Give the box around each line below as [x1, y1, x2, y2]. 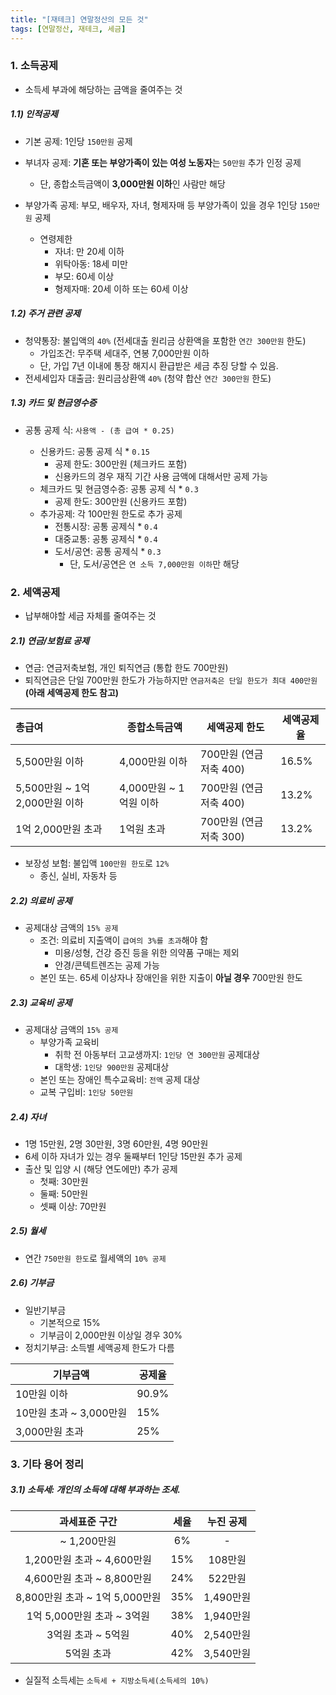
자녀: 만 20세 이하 [54, 245, 125, 257]
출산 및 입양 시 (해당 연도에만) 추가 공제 [24, 1162, 178, 1175]
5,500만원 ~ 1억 [15, 781, 91, 795]
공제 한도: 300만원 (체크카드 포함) [54, 457, 188, 470]
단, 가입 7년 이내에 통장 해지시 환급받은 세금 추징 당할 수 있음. [39, 359, 279, 371]
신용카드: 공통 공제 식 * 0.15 [39, 445, 150, 457]
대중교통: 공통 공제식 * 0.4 [54, 532, 158, 545]
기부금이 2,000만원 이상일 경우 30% [39, 1329, 183, 1341]
